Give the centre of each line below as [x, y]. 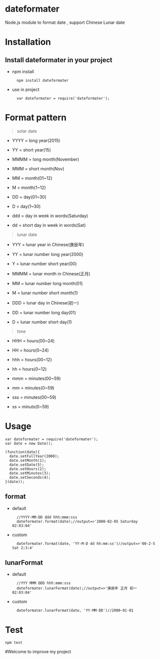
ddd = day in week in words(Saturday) [50, 216]
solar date [27, 131]
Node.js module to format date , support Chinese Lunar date [65, 22]
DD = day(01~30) [29, 197]
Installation [28, 42]
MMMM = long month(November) [45, 159]
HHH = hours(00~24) [33, 340]
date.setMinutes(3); [30, 473]
